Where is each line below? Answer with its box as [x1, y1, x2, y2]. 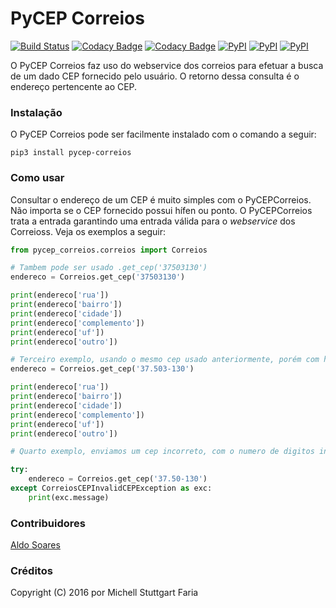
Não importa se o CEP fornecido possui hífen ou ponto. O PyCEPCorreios [10, 204, 313, 216]
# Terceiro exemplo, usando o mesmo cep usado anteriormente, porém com [10, 355, 320, 365]
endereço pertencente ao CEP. [10, 80, 138, 92]
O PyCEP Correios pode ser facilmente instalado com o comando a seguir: [10, 128, 317, 141]
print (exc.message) [28, 492, 110, 502]
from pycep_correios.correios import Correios [10, 245, 208, 255]
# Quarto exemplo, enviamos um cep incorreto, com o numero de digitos [10, 447, 315, 457]
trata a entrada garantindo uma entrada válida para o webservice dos [10, 215, 296, 227]
